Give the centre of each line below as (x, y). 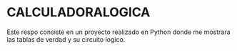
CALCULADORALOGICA (79, 12)
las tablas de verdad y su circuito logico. (66, 39)
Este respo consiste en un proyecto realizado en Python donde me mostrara (118, 32)
